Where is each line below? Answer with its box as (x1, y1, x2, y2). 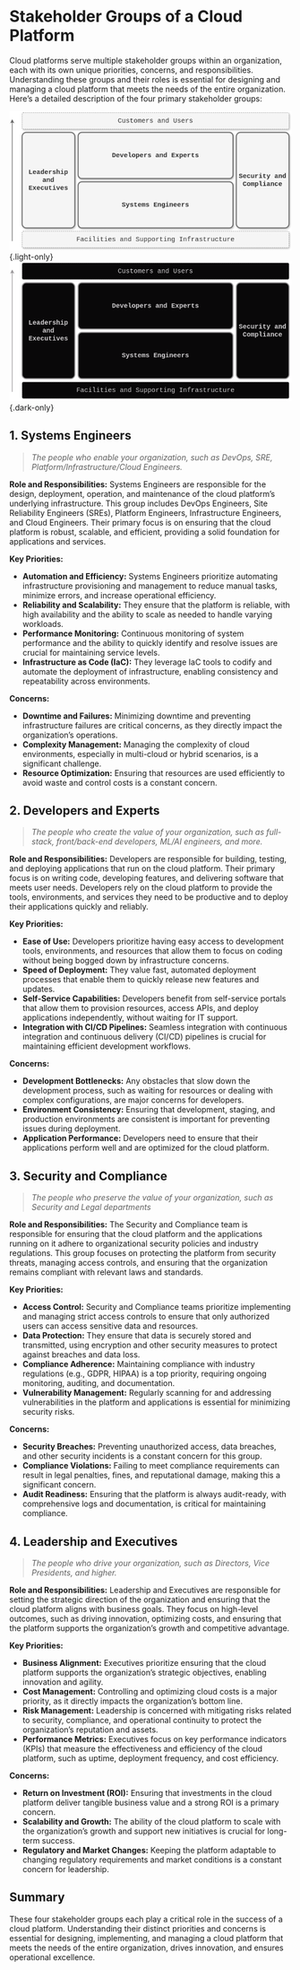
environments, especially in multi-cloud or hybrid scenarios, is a (21, 748, 259, 759)
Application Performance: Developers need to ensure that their (21, 1133, 259, 1144)
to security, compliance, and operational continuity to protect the (21, 1715, 262, 1726)
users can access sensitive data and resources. (21, 1321, 199, 1331)
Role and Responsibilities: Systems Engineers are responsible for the (9, 478, 267, 490)
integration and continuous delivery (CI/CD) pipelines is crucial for (21, 1032, 267, 1042)
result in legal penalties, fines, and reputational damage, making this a (21, 1469, 280, 1481)
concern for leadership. (21, 1864, 109, 1875)
